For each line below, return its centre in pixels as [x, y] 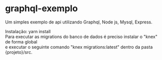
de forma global [21, 41]
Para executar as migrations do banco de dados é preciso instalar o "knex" [81, 37]
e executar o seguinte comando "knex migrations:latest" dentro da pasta [79, 47]
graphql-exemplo [41, 9]
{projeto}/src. [19, 52]
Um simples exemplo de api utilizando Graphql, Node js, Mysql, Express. [79, 22]
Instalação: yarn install [28, 31]
